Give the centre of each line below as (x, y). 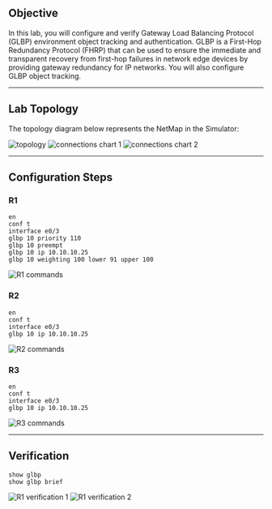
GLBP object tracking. (45, 75)
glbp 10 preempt (36, 246)
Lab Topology (44, 109)
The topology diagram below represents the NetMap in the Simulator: (124, 128)
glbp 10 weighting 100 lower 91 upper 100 (81, 260)
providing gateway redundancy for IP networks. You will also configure (126, 67)
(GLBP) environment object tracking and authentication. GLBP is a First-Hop (135, 41)
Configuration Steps (61, 178)
